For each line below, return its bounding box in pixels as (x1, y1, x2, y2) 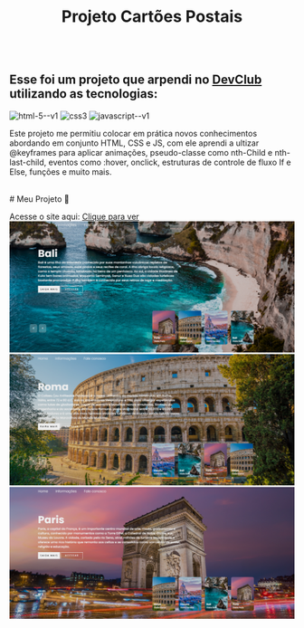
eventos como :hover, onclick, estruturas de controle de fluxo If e (48, 157, 291, 167)
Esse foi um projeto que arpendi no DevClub (9, 72, 262, 88)
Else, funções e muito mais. (9, 166, 112, 177)
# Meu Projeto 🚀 (9, 193, 70, 205)
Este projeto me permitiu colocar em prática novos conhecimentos (9, 128, 258, 138)
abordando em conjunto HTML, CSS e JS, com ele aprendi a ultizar (9, 138, 260, 148)
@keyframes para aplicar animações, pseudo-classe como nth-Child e (9, 147, 273, 157)
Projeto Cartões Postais (62, 6, 242, 27)
